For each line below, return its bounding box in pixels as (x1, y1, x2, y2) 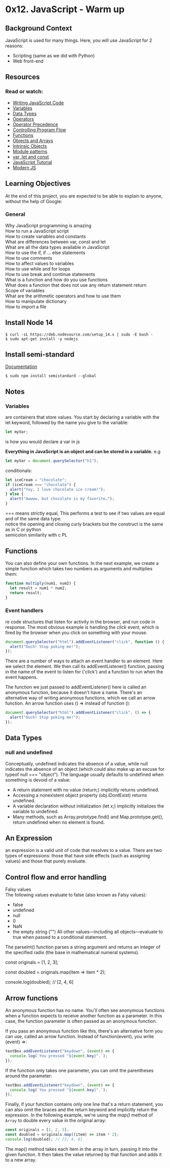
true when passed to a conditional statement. (12, 934, 108, 940)
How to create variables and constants (5, 233, 86, 239)
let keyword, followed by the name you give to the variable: (5, 420, 128, 426)
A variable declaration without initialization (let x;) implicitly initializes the (12, 803, 164, 809)
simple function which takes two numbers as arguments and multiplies (5, 565, 153, 571)
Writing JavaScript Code (12, 99, 64, 105)
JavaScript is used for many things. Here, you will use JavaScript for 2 (5, 37, 152, 43)
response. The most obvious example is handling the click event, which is (5, 624, 159, 630)
